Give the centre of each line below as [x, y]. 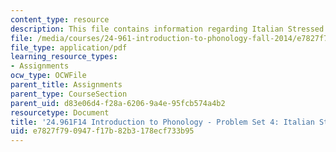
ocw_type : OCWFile [48, 76]
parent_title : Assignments [66, 85]
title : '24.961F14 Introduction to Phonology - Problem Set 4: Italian [162, 122]
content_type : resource [60, 19]
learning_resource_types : [64, 57]
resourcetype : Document [60, 112]
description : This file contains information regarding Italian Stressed [167, 29]
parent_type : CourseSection [69, 94]
